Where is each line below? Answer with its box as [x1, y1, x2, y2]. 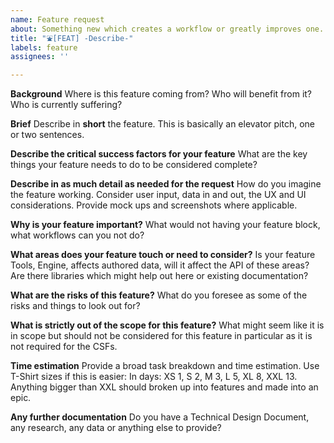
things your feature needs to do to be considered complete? [10, 159, 258, 171]
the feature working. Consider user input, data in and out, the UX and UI [10, 189, 307, 201]
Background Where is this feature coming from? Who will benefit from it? [10, 88, 313, 100]
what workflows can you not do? [10, 229, 145, 241]
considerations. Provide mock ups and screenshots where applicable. [10, 199, 298, 211]
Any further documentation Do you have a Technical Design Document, [10, 411, 310, 423]
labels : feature [10, 42, 78, 53]
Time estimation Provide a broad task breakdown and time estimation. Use [10, 360, 320, 372]
